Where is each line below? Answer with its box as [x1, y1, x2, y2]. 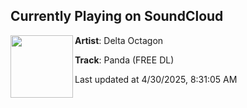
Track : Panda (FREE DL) [74, 54, 175, 66]
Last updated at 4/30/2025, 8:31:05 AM [74, 73, 238, 85]
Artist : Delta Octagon [74, 34, 164, 46]
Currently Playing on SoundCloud [10, 8, 224, 25]
